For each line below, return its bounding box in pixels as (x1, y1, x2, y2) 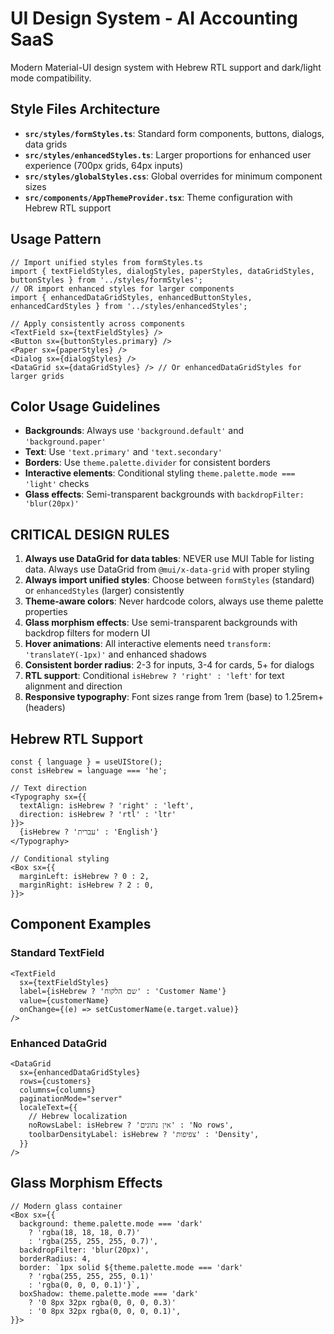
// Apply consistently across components (10, 318, 186, 329)
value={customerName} (19, 995, 110, 1006)
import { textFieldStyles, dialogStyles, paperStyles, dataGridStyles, (10, 266, 315, 276)
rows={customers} (19, 1076, 92, 1086)
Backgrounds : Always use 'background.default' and (24, 425, 245, 437)
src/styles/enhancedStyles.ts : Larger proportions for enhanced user (24, 148, 312, 161)
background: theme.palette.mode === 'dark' (19, 1218, 203, 1229)
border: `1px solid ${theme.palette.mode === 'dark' (19, 1262, 244, 1272)
